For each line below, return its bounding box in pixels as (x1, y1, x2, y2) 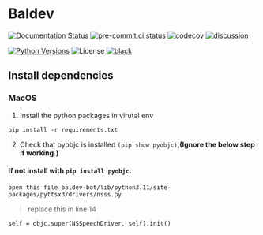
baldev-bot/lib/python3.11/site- (61, 183, 171, 192)
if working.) (19, 147, 59, 158)
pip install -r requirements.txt (8, 125, 118, 134)
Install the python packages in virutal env (19, 110, 154, 120)
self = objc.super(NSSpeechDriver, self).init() (8, 219, 171, 227)
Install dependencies (8, 69, 114, 83)
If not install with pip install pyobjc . (8, 166, 132, 176)
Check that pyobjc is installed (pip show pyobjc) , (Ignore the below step (19, 140, 255, 149)
